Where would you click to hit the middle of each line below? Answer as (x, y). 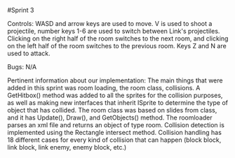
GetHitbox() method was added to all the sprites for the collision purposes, (115, 95)
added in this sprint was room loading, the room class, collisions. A (104, 88)
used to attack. (29, 53)
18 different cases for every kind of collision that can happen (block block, (114, 140)
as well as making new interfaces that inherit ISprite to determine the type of (117, 103)
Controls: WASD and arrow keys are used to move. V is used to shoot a (110, 23)
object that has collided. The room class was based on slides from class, (112, 110)
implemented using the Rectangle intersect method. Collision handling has (115, 132)
